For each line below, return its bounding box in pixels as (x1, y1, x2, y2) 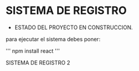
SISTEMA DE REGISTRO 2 (5, 59, 70, 66)
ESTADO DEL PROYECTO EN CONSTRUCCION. (14, 24, 133, 31)
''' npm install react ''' (5, 47, 60, 55)
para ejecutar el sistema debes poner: (5, 35, 101, 42)
